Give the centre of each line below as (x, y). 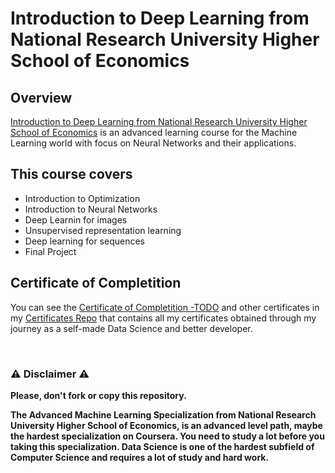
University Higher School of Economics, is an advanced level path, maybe (166, 425)
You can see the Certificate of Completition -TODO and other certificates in (165, 307)
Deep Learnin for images (76, 219)
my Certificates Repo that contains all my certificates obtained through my (163, 318)
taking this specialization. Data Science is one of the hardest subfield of (162, 446)
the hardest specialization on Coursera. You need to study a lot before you (167, 436)
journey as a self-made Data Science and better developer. (131, 328)
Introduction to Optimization (82, 198)
